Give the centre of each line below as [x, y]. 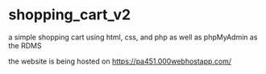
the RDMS [25, 45]
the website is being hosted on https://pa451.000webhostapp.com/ [120, 61]
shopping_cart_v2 [70, 15]
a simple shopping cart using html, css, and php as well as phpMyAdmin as [133, 37]
